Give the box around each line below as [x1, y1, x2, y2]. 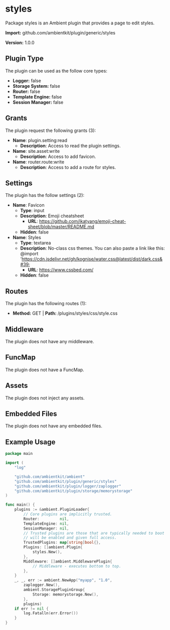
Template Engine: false [12, 93, 62, 100]
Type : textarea [20, 240, 51, 246]
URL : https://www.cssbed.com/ [27, 267, 94, 273]
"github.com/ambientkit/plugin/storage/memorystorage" [14, 488, 133, 493]
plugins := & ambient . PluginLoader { [14, 507, 90, 512]
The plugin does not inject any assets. [5, 394, 85, 401]
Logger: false [12, 77, 42, 84]
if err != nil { [14, 606, 49, 611]
